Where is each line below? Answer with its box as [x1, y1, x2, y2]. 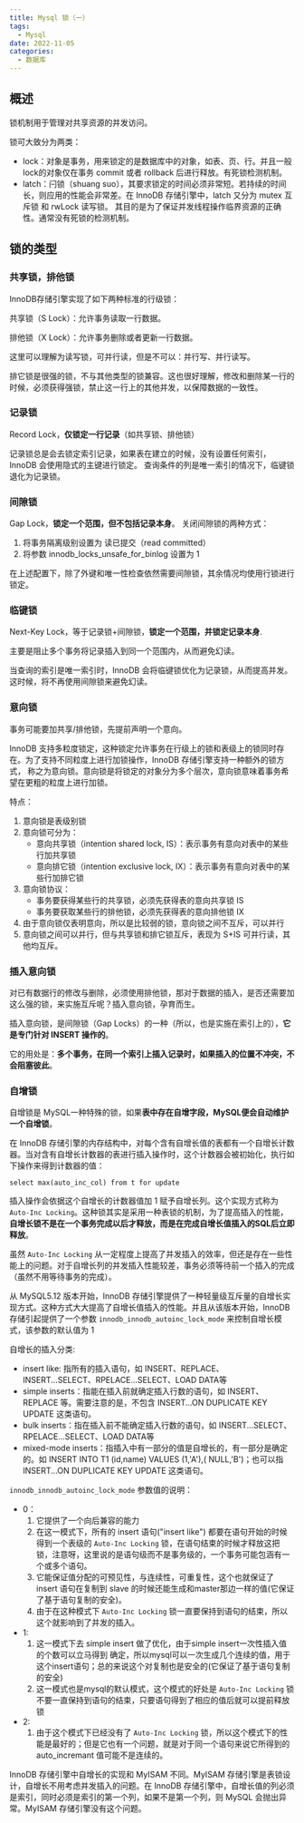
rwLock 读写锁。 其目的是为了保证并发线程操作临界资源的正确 [51, 200, 282, 211]
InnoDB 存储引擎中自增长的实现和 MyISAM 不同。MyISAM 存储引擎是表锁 [9, 1769, 283, 1780]
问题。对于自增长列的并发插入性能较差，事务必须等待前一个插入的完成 [33, 1260, 295, 1271]
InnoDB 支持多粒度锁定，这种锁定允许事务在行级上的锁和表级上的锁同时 [9, 743, 277, 754]
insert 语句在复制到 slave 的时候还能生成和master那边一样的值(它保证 [35, 1584, 295, 1594]
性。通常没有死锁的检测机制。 [22, 212, 134, 223]
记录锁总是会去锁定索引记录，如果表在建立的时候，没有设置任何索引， [9, 448, 271, 459]
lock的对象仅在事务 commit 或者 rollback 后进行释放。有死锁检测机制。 [22, 167, 288, 178]
